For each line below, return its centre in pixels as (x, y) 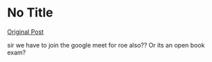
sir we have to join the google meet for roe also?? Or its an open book (106, 45)
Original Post (26, 32)
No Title (30, 13)
